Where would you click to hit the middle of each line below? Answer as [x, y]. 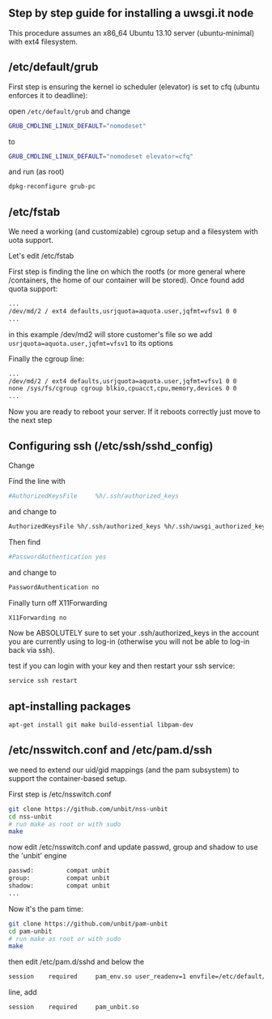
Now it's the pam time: [46, 909]
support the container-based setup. [68, 778]
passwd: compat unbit [59, 871]
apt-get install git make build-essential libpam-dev [101, 725]
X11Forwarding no [38, 617]
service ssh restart [43, 681]
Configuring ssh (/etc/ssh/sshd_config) [111, 446]
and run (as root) [36, 172]
